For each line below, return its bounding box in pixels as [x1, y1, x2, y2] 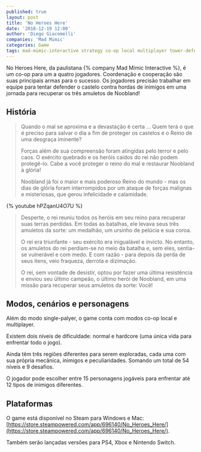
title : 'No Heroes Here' [6, 20, 68, 26]
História [6, 107, 37, 117]
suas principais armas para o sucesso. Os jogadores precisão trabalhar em [6, 77, 191, 84]
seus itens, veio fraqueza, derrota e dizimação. [20, 257, 137, 264]
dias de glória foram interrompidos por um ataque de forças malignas [20, 184, 192, 192]
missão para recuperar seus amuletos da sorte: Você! [20, 281, 153, 289]
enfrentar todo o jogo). [6, 339, 62, 346]
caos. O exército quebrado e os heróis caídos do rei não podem [20, 153, 178, 160]
